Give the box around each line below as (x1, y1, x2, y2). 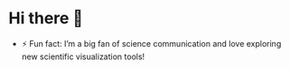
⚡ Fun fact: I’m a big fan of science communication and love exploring (21, 38, 282, 48)
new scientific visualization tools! (21, 51, 145, 62)
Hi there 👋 (8, 8, 83, 29)
